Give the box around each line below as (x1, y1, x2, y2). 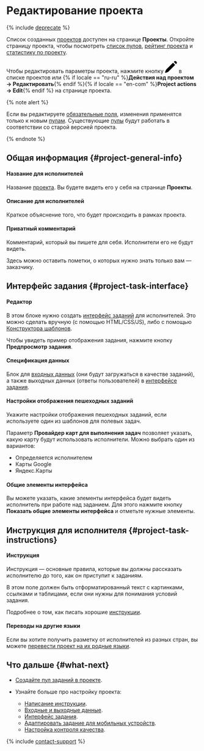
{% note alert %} (6, 98, 49, 106)
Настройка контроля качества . (24, 725, 106, 733)
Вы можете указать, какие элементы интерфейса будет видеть (6, 495, 172, 502)
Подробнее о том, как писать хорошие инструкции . (6, 608, 142, 616)
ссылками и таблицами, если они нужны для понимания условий (6, 590, 178, 597)
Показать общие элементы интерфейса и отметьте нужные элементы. (6, 508, 195, 515)
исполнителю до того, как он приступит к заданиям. (6, 572, 144, 579)
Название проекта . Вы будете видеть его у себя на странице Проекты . (6, 184, 193, 191)
